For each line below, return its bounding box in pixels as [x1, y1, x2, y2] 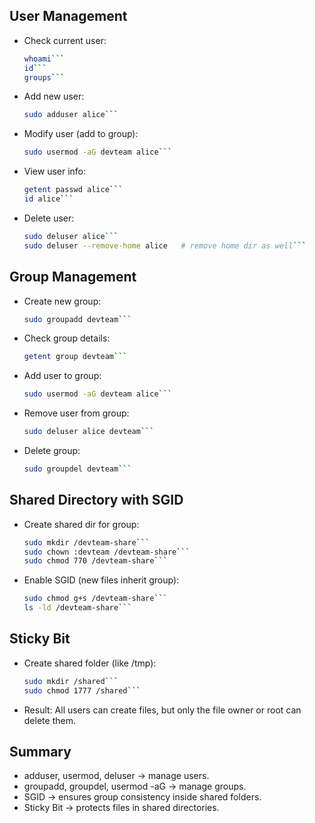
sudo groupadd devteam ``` [23, 314, 132, 324]
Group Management [9, 269, 137, 286]
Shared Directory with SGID [9, 492, 184, 509]
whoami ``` [23, 54, 66, 64]
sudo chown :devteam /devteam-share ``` [23, 547, 191, 557]
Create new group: [23, 295, 102, 307]
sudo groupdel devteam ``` [23, 464, 132, 474]
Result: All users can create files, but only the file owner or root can [23, 704, 302, 716]
